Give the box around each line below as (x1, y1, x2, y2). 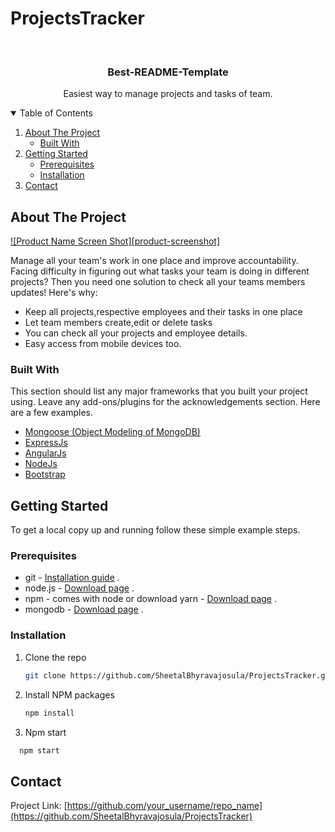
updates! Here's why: (10, 287, 98, 299)
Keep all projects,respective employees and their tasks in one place (24, 306, 303, 318)
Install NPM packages (24, 688, 115, 701)
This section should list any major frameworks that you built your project (10, 385, 308, 397)
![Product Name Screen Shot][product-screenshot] (10, 235, 221, 247)
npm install (24, 708, 75, 718)
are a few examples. (10, 407, 94, 419)
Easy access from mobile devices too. (24, 338, 182, 350)
